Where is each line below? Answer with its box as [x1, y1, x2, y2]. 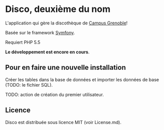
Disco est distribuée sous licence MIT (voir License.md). [5, 119, 122, 125]
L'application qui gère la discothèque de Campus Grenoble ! [5, 20, 128, 26]
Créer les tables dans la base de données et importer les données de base [5, 76, 159, 83]
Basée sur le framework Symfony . [5, 29, 75, 35]
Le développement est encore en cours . [5, 49, 90, 55]
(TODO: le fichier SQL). [5, 82, 53, 88]
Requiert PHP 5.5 [5, 39, 41, 45]
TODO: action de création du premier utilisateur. [5, 91, 104, 98]
